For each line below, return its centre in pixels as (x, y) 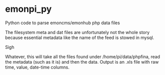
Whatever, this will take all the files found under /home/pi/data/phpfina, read (83, 56)
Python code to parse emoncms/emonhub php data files (62, 23)
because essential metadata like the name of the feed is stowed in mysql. (80, 37)
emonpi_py (28, 9)
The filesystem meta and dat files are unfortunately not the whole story (77, 32)
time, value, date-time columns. (37, 67)
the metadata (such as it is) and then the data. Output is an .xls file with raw (82, 62)
